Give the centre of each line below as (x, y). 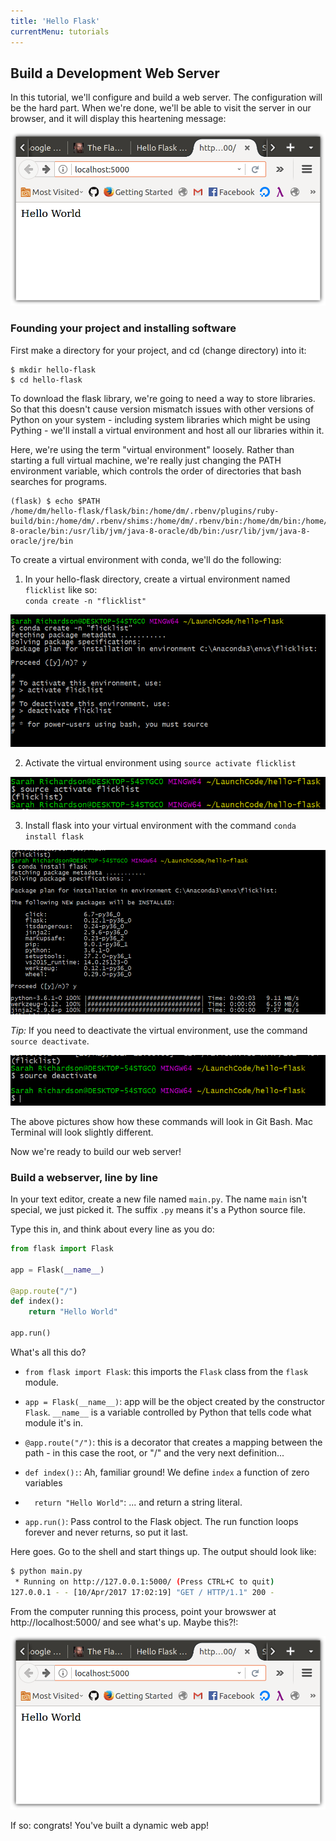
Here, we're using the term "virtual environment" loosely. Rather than (152, 449)
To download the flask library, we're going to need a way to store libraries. (163, 398)
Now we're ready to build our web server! (96, 1151)
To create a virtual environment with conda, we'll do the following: (146, 559)
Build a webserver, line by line (84, 1177)
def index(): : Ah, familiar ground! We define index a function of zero (167, 1472)
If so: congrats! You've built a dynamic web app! (110, 1825)
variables (43, 1482)
